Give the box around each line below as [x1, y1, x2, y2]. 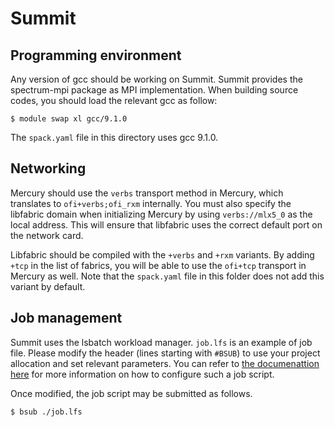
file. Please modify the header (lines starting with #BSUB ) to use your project [10, 347, 321, 359]
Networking [10, 160, 87, 177]
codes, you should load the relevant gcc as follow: [10, 95, 218, 106]
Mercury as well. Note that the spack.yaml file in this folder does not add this [10, 270, 325, 282]
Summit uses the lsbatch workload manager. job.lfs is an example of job [10, 336, 313, 348]
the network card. [10, 229, 84, 241]
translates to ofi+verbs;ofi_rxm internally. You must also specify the [10, 197, 292, 209]
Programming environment [10, 47, 182, 64]
